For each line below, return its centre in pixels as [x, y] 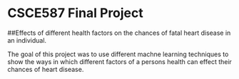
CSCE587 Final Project [76, 13]
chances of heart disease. [46, 69]
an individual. [27, 40]
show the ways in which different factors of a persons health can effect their [119, 61]
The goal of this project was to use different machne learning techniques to [118, 54]
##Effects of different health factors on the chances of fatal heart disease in [119, 33]
